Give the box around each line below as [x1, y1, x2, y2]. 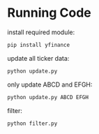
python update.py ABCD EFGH [7, 94, 89, 100]
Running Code [7, 5, 92, 21]
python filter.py [7, 120, 58, 127]
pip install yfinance [7, 41, 70, 48]
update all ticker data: [7, 54, 70, 62]
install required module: [7, 28, 75, 36]
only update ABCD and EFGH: [7, 80, 93, 89]
